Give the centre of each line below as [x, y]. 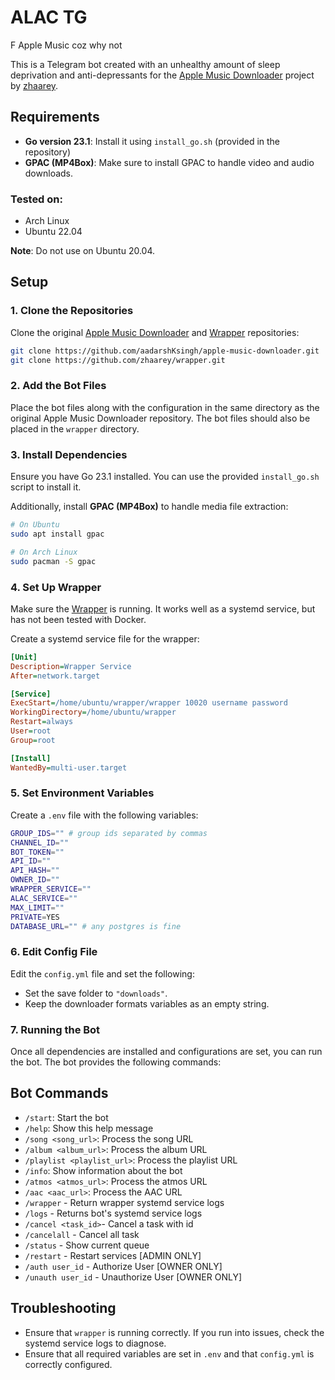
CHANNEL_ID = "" [40, 842]
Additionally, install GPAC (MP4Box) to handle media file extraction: [149, 507]
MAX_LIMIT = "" [37, 907]
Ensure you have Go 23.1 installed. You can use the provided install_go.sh [165, 477]
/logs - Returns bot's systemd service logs [113, 1213]
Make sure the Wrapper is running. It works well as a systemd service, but [163, 608]
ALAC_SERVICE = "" [44, 898]
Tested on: [36, 199]
